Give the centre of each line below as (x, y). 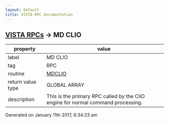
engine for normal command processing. (94, 102)
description (21, 99)
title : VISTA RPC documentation (39, 15)
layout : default (22, 10)
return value (22, 82)
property (25, 49)
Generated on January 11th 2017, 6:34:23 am (51, 115)
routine (16, 74)
